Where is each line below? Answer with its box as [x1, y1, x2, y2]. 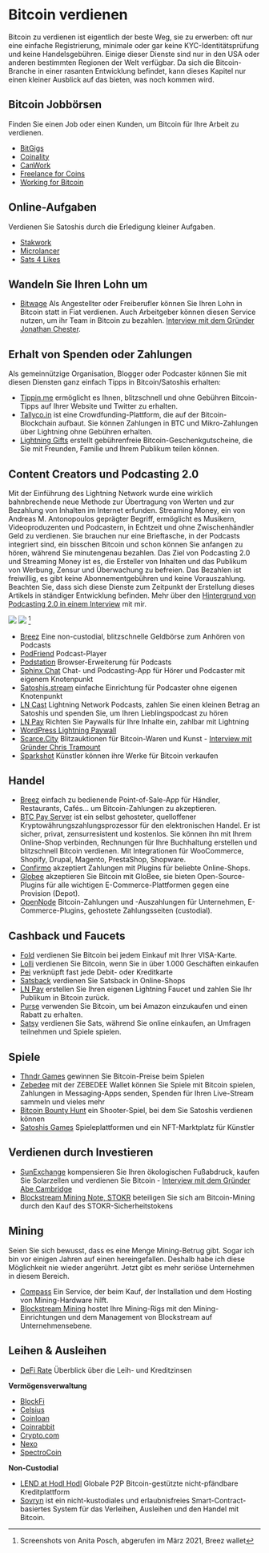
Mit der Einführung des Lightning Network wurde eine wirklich [8, 489, 214, 498]
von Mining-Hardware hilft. [19, 1295, 109, 1305]
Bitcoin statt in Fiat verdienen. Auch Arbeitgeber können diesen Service [19, 307, 256, 317]
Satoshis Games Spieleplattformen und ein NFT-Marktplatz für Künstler [19, 1123, 255, 1132]
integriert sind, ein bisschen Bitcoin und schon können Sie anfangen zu [8, 539, 243, 549]
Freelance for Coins [19, 168, 86, 178]
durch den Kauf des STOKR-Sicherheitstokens [19, 1200, 174, 1211]
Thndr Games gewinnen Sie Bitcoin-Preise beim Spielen [19, 1071, 205, 1081]
